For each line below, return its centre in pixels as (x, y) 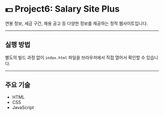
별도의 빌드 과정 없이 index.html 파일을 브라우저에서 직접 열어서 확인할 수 (75, 57)
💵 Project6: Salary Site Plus (62, 9)
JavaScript (23, 107)
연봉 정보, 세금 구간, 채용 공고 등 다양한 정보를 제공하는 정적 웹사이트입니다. (76, 23)
